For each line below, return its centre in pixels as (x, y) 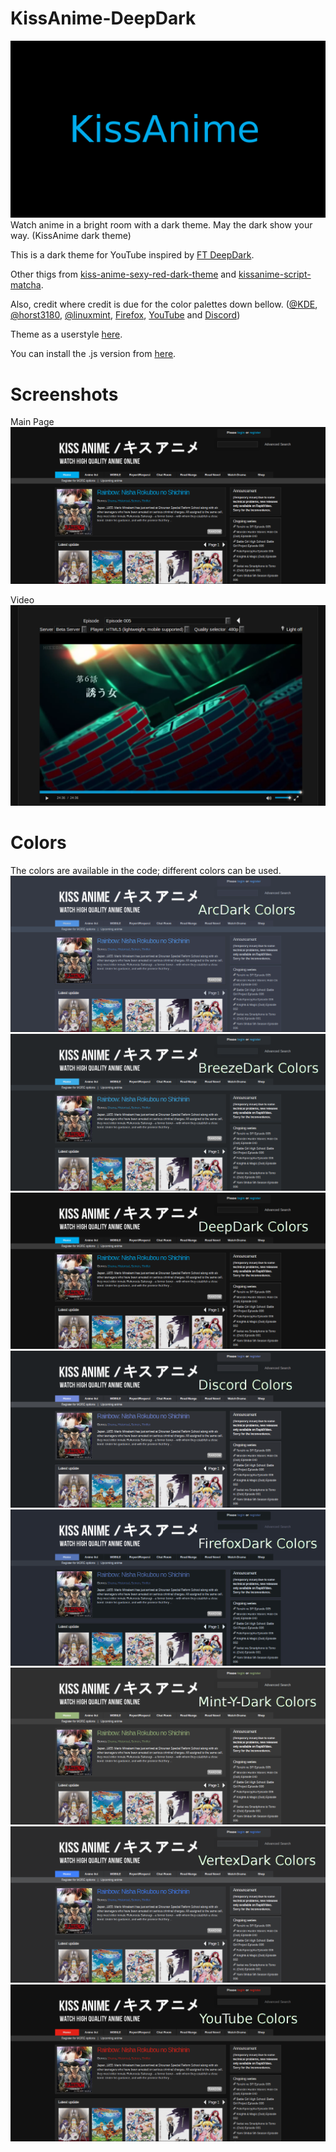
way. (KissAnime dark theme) (71, 236)
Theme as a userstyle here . (66, 334)
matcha (26, 285)
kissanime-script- (275, 274)
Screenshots (64, 394)
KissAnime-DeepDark (103, 18)
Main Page (32, 422)
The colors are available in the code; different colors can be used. (146, 870)
